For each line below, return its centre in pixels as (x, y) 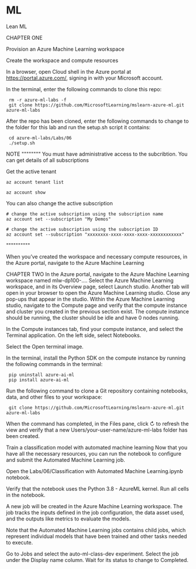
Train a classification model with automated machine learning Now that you (97, 447)
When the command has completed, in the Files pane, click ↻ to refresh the (97, 423)
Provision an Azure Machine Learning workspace (65, 49)
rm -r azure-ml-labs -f (37, 100)
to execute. (20, 542)
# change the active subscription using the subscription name (85, 214)
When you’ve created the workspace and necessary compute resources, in (97, 256)
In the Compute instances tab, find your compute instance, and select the (94, 329)
